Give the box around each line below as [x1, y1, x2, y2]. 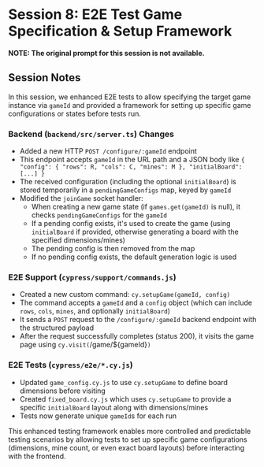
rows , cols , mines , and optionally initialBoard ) [19, 306, 171, 316]
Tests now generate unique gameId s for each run [19, 411, 177, 421]
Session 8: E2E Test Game [8, 6, 183, 24]
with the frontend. [8, 451, 66, 461]
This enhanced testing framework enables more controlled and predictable [8, 426, 251, 435]
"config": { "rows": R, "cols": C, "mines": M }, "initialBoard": [19, 163, 243, 171]
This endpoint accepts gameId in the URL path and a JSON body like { [19, 155, 245, 165]
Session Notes [8, 71, 81, 84]
